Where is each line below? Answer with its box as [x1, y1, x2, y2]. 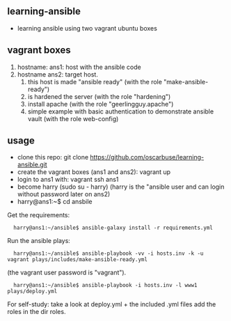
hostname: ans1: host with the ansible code [17, 63, 141, 71]
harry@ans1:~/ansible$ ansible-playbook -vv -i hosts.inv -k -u [13, 250, 204, 257]
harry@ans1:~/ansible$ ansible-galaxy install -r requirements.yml [13, 224, 214, 232]
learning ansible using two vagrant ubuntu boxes [17, 24, 158, 32]
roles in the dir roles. [7, 308, 66, 316]
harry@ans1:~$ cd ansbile [17, 198, 93, 206]
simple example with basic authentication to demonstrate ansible [27, 107, 214, 116]
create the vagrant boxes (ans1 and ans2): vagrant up [17, 168, 171, 176]
